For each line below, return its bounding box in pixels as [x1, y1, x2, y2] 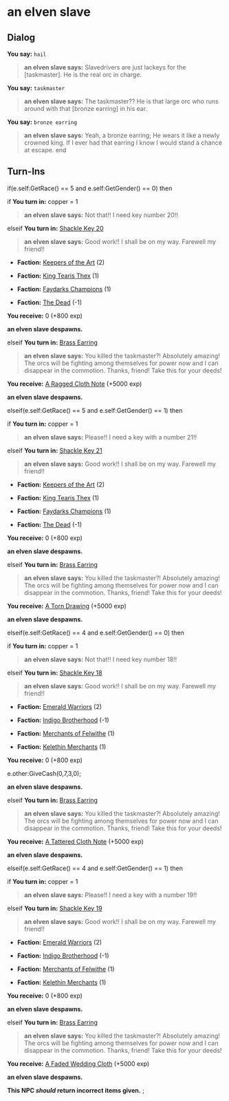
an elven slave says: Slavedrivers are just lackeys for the [23, 63, 186, 71]
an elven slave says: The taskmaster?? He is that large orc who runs [23, 97, 219, 105]
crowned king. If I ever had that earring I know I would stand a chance [23, 138, 222, 147]
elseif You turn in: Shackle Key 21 [7, 446, 102, 455]
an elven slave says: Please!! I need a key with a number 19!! [23, 890, 197, 899]
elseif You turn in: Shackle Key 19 [7, 904, 102, 912]
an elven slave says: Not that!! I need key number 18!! [23, 655, 177, 663]
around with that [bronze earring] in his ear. [23, 105, 148, 112]
